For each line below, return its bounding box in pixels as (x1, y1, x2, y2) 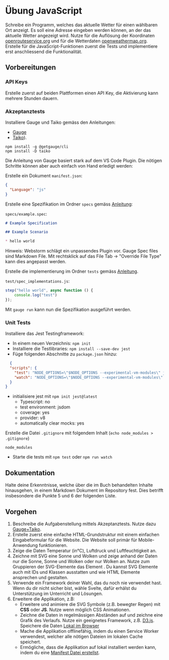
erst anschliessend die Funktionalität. (5, 48, 82, 55)
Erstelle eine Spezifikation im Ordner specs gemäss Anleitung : (5, 201, 133, 207)
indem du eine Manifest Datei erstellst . (20, 649, 100, 655)
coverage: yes (20, 410, 50, 416)
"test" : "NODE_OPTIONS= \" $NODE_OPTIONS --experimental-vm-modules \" (14, 370, 161, 375)
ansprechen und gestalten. (12, 574, 68, 580)
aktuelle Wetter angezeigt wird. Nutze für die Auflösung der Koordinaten (5, 32, 155, 38)
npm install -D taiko (5, 148, 51, 154)
